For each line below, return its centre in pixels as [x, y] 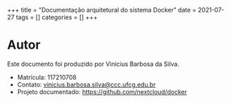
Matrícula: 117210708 [47, 77]
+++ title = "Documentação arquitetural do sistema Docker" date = [102, 10]
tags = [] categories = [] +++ [57, 17]
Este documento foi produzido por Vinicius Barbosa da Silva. [93, 64]
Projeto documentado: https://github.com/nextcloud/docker [102, 91]
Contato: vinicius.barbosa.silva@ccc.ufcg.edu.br [87, 84]
